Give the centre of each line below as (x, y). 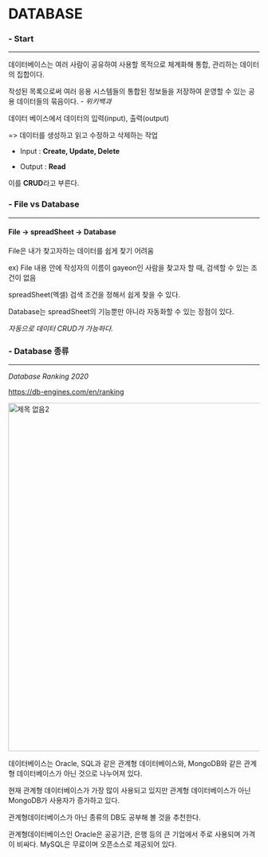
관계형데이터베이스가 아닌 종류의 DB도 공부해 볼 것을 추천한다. (104, 817)
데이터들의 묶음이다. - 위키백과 (64, 101)
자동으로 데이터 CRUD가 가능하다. (61, 328)
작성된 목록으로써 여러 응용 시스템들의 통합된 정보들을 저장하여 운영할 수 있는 (128, 92)
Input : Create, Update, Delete (70, 151)
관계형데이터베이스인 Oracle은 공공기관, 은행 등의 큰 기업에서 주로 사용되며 (124, 835)
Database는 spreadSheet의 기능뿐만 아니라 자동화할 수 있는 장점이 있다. (121, 311)
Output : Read (43, 167)
